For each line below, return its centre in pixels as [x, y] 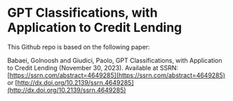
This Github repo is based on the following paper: [79, 47]
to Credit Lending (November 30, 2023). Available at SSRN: [93, 68]
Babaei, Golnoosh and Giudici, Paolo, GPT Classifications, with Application [115, 60]
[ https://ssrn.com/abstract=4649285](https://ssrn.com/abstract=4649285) [116, 75]
